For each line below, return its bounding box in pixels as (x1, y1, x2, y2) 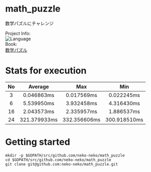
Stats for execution (5, 65, 87, 76)
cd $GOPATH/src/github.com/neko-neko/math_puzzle (5, 157, 112, 162)
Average (28, 83, 49, 90)
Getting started (5, 136, 70, 148)
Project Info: (5, 30, 31, 36)
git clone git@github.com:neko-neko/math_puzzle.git (5, 161, 118, 166)
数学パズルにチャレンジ (5, 20, 54, 26)
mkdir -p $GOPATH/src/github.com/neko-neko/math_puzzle (5, 153, 125, 158)
